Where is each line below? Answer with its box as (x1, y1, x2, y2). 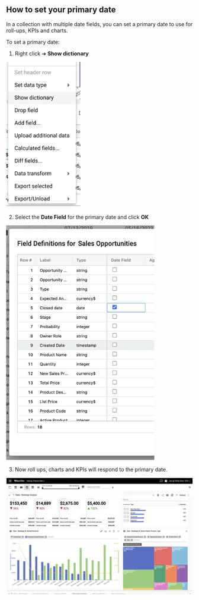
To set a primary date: (6, 38, 60, 45)
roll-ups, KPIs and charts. (6, 27, 68, 34)
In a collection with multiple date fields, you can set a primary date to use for (6, 20, 193, 27)
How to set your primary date (6, 5, 116, 15)
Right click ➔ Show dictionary (14, 50, 89, 57)
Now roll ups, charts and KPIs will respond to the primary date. (14, 466, 168, 473)
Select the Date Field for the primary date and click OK (14, 213, 149, 221)
